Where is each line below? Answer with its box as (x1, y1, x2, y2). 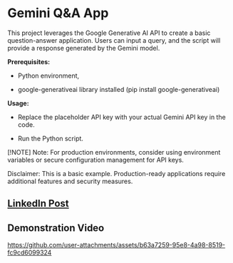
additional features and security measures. (7, 177, 133, 185)
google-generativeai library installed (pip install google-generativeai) (17, 85, 220, 93)
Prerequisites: (7, 57, 51, 66)
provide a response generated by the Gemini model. (7, 43, 160, 52)
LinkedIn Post (7, 197, 69, 210)
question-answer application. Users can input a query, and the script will (7, 36, 221, 44)
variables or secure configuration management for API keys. (7, 155, 184, 164)
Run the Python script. (17, 134, 84, 143)
